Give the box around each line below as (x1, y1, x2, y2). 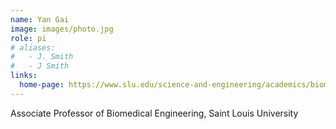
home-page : (19, 80, 65, 90)
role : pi (10, 33, 47, 43)
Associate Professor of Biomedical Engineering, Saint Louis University (10, 107, 299, 119)
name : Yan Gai (10, 14, 70, 25)
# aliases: (10, 42, 56, 53)
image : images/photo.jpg (10, 24, 114, 34)
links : (10, 71, 38, 81)
